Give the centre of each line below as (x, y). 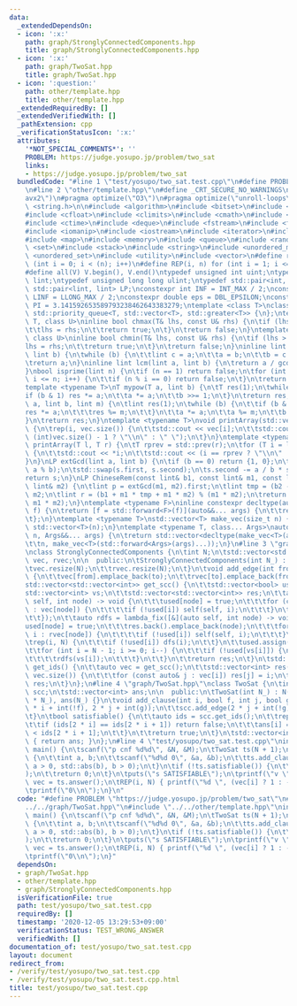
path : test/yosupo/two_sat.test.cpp (84, 906)
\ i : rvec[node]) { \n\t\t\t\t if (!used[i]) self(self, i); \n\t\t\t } (156, 634)
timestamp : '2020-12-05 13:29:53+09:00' (92, 922)
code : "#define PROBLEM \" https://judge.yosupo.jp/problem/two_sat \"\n (152, 799)
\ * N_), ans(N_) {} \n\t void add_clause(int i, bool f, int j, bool (154, 700)
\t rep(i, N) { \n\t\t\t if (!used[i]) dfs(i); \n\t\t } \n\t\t (134, 642)
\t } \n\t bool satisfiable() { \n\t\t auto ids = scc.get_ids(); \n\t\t (152, 717)
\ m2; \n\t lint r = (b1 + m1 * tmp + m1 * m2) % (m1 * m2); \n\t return (156, 495)
